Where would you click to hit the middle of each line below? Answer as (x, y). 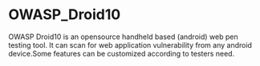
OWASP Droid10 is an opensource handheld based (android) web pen (123, 37)
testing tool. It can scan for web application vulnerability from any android (130, 45)
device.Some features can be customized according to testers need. (122, 53)
